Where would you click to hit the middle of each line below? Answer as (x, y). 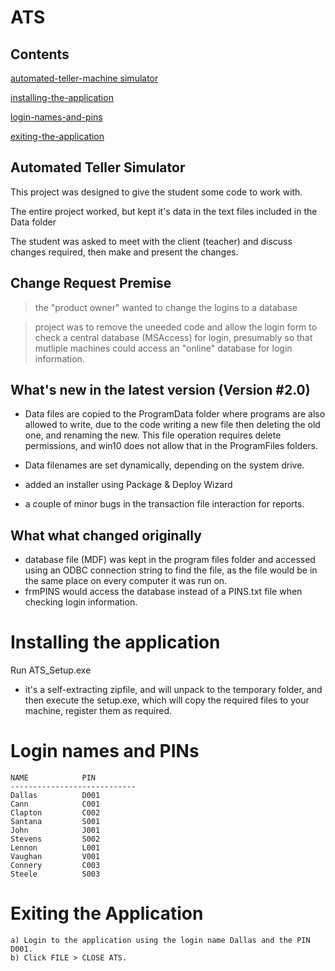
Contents (40, 54)
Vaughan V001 (55, 857)
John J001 (55, 831)
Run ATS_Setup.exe (51, 670)
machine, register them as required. (98, 711)
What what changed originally (106, 535)
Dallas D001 (55, 796)
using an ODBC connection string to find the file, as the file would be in (171, 570)
